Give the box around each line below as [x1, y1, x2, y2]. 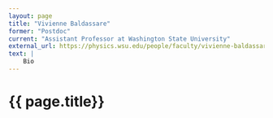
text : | [8, 50, 35, 58]
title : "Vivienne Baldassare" [8, 20, 111, 28]
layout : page [8, 11, 53, 20]
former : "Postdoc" [8, 27, 71, 35]
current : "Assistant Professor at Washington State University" [8, 34, 231, 43]
